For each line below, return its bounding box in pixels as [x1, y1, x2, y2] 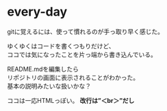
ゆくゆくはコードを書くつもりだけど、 [7, 42, 115, 50]
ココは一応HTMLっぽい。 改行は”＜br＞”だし [7, 96, 135, 104]
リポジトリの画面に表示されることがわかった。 [7, 73, 139, 82]
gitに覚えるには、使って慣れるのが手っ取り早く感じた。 [7, 27, 164, 35]
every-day [7, 4, 68, 20]
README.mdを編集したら [7, 65, 79, 73]
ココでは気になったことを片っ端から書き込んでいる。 [7, 50, 157, 59]
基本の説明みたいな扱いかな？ [7, 82, 91, 90]
